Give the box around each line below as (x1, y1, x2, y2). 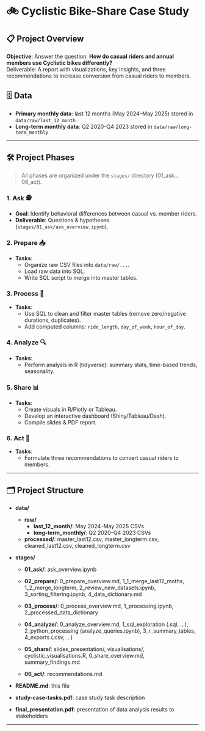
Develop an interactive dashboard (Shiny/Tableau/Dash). (24, 412, 167, 420)
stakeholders (15, 712, 48, 720)
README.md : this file (15, 682, 70, 689)
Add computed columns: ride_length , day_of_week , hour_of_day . (24, 322, 186, 330)
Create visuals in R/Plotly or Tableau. (24, 406, 117, 413)
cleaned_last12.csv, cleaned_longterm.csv (24, 542, 131, 550)
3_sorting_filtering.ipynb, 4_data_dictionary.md (24, 591, 142, 598)
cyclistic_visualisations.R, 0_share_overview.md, (24, 652, 145, 660)
